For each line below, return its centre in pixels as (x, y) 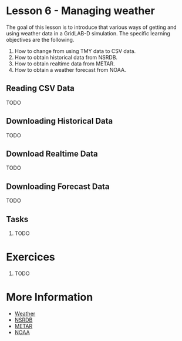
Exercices (31, 257)
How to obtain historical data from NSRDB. (66, 57)
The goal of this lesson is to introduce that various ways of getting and (92, 27)
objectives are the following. (40, 39)
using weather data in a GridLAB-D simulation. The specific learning (88, 33)
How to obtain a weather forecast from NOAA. (70, 69)
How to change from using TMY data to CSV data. (75, 51)
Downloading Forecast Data (58, 186)
